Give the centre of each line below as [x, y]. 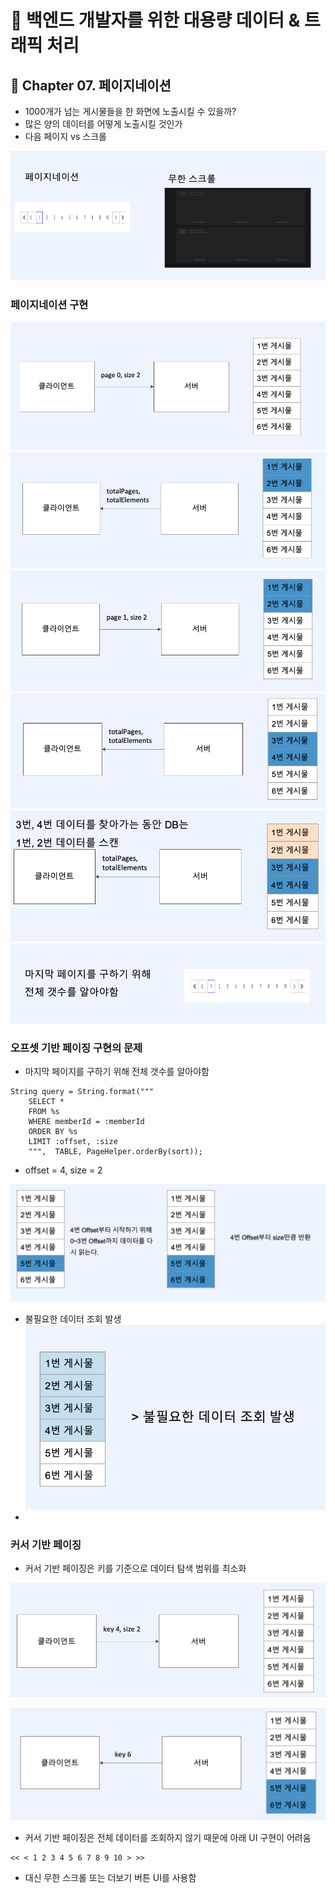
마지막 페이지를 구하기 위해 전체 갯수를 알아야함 [117, 1072]
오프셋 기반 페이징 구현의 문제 [76, 1048]
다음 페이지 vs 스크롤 [65, 136]
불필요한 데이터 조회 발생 [73, 1319]
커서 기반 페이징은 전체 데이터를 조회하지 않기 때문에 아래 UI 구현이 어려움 [168, 1837]
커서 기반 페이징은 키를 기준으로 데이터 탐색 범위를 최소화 [135, 1568]
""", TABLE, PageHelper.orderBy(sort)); [115, 1152]
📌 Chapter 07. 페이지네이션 [91, 85]
